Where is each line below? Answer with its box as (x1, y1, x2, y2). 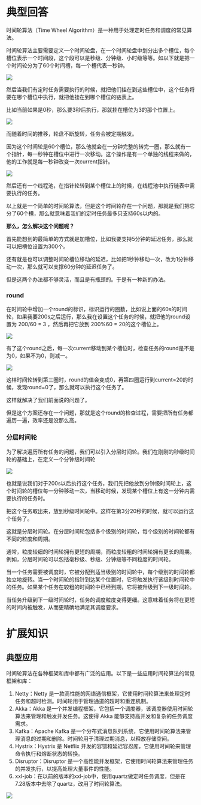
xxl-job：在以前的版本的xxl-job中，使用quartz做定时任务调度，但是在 (14, 773, 186, 780)
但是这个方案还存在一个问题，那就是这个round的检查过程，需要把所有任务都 (6, 409, 194, 416)
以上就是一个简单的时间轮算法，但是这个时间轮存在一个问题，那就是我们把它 (6, 202, 195, 209)
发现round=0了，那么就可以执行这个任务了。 (16, 384, 127, 391)
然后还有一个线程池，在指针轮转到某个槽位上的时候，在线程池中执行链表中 (6, 181, 190, 189)
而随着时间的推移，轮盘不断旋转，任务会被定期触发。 (6, 130, 138, 137)
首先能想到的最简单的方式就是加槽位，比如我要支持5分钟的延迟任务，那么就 (6, 235, 193, 242)
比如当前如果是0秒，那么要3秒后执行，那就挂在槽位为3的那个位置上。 (6, 106, 179, 113)
